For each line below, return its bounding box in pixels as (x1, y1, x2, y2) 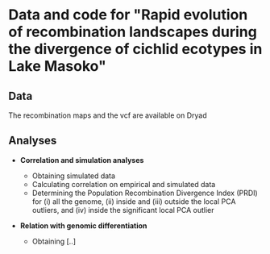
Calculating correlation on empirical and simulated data (31, 179, 216, 189)
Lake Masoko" (8, 57, 106, 76)
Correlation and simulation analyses (19, 155, 144, 164)
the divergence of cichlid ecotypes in (8, 40, 263, 58)
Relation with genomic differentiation (19, 220, 147, 231)
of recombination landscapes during (8, 23, 258, 41)
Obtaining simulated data (31, 171, 115, 181)
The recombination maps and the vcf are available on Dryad (8, 110, 207, 120)
